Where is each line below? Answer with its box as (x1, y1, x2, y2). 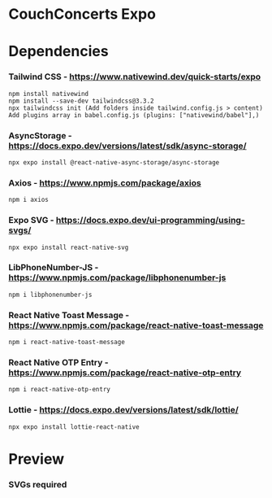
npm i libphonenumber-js (8, 290, 93, 299)
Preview (8, 449, 65, 468)
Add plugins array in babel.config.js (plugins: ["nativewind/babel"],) (8, 111, 260, 119)
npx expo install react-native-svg (8, 243, 129, 251)
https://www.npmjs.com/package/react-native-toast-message (8, 319, 264, 330)
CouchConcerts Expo (8, 5, 157, 24)
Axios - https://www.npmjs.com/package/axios (8, 177, 201, 188)
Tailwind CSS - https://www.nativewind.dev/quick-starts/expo (8, 71, 261, 82)
